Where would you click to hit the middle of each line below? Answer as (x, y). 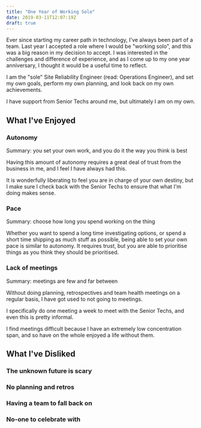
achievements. (24, 90)
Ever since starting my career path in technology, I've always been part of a (100, 40)
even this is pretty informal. (40, 317)
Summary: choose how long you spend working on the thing (81, 222)
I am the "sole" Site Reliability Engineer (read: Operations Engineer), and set (100, 77)
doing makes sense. (31, 193)
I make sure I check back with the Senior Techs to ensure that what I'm (94, 187)
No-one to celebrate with (43, 419)
